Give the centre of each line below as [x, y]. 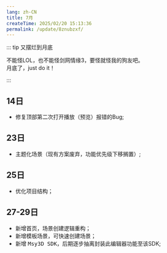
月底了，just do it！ [31, 68]
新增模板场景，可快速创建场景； [56, 236]
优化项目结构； [34, 191]
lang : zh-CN [21, 12]
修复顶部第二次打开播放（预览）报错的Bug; [70, 117]
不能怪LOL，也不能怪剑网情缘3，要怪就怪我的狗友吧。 [75, 60]
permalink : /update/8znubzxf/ [45, 29]
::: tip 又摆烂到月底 [30, 47]
